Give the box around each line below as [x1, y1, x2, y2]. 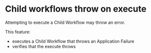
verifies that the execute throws [12, 43, 76, 49]
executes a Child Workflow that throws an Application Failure [12, 38, 135, 44]
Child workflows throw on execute [5, 3, 147, 15]
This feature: [5, 29, 31, 35]
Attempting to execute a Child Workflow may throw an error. [5, 19, 126, 25]
